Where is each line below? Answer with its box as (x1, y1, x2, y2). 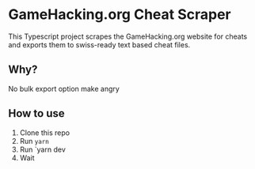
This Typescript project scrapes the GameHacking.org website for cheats (8, 32, 248, 41)
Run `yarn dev (19, 145, 66, 154)
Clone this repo (19, 128, 70, 137)
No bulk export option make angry (8, 84, 120, 93)
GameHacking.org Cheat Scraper (8, 6, 231, 24)
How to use (8, 107, 65, 120)
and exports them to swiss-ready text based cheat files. (8, 39, 191, 49)
